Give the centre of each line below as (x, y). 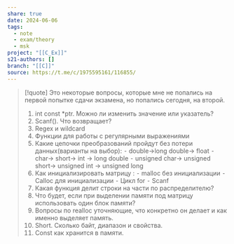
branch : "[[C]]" (31, 66)
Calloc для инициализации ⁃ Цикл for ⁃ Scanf (102, 180)
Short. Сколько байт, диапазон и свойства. (99, 225)
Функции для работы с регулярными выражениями (112, 136)
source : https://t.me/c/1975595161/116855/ (72, 72)
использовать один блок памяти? (85, 203)
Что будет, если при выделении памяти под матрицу (114, 195)
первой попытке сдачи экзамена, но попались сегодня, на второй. (125, 100)
